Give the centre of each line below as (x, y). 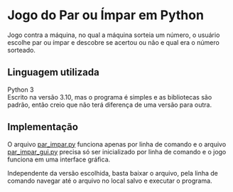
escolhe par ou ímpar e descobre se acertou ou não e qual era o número (114, 42)
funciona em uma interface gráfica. (59, 159)
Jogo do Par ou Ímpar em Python (106, 15)
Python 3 (21, 90)
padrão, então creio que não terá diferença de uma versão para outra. (109, 105)
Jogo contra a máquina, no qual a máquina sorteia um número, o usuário (114, 35)
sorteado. (21, 50)
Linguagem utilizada (53, 72)
